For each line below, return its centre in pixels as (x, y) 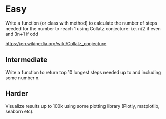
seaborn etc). (19, 111)
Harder (17, 94)
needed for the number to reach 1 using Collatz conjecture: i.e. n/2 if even (83, 28)
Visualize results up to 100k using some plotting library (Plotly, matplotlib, (82, 106)
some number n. (23, 78)
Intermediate (26, 60)
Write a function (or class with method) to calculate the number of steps (81, 23)
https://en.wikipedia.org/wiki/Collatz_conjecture (56, 43)
